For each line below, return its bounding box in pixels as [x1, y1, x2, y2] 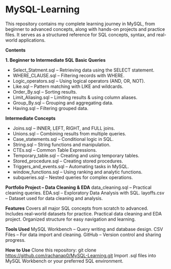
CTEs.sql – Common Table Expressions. [12, 147, 97, 153]
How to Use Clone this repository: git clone [5, 247, 97, 253]
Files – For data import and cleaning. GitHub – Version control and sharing [5, 231, 162, 238]
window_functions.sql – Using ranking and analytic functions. [12, 169, 143, 175]
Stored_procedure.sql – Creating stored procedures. [12, 158, 123, 164]
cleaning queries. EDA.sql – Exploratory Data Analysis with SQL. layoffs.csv [5, 189, 165, 196]
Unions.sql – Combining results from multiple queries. [12, 130, 127, 137]
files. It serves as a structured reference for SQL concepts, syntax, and [5, 31, 156, 38]
